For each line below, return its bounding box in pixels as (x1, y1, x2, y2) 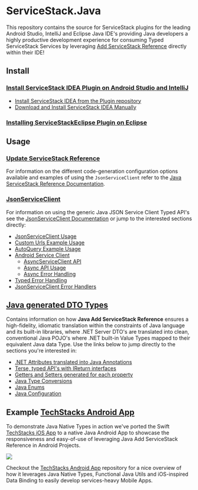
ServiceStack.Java (6, 4, 102, 18)
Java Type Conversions (14, 378, 73, 385)
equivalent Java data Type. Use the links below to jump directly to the (6, 341, 176, 348)
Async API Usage (23, 264, 66, 271)
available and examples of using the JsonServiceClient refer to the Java (6, 174, 182, 181)
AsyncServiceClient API (23, 257, 82, 265)
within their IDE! (6, 49, 45, 56)
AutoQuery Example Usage (14, 245, 81, 252)
